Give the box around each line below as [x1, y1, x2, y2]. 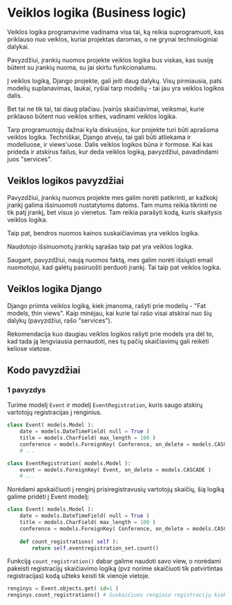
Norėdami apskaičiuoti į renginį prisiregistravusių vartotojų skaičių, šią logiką [7, 485, 224, 494]
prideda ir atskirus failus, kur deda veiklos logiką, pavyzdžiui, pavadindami [7, 147, 219, 156]
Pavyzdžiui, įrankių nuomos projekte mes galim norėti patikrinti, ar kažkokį [7, 193, 218, 201]
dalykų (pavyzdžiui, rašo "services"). [7, 316, 113, 325]
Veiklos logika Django [7, 283, 102, 295]
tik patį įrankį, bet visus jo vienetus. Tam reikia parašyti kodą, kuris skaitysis [7, 208, 222, 216]
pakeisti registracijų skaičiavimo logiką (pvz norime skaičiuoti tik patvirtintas [7, 564, 223, 572]
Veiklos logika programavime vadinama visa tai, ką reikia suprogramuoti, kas [7, 28, 224, 36]
